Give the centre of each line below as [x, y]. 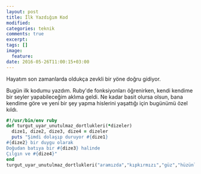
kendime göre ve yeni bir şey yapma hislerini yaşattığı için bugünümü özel [97, 103]
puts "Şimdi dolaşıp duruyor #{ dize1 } [60, 137]
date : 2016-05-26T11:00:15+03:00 [48, 62]
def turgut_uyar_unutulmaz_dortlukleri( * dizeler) [69, 126]
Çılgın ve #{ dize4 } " [32, 154]
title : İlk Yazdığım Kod [37, 17]
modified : [19, 23]
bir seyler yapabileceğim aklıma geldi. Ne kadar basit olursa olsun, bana [95, 97]
